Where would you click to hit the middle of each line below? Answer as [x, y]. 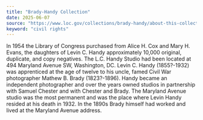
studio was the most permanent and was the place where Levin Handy [94, 98]
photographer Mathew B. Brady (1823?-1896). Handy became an [87, 78]
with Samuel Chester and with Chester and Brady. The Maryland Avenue [96, 91]
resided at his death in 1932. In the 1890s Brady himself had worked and [96, 104]
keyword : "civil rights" [37, 29]
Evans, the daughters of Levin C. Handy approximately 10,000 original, [94, 53]
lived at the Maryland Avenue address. [54, 110]
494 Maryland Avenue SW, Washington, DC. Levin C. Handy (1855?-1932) [98, 65]
